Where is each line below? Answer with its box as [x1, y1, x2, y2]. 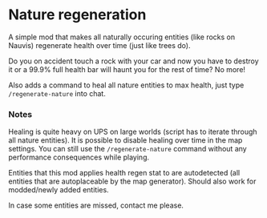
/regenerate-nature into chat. [8, 88, 106, 98]
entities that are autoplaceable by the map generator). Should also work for [8, 176, 257, 186]
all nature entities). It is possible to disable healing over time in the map [8, 135, 243, 145]
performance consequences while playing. [8, 152, 150, 162]
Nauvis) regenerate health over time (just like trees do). [8, 40, 191, 50]
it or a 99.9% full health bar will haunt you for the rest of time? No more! [8, 64, 246, 74]
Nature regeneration [8, 6, 147, 24]
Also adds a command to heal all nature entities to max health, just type [8, 80, 245, 90]
